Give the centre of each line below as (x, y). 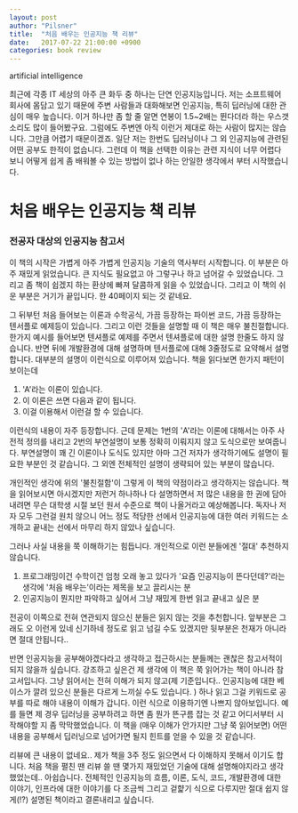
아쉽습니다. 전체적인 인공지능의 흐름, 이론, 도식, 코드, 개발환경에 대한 (163, 777)
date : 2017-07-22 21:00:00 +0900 (75, 42)
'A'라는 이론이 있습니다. (62, 389)
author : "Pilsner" (43, 26)
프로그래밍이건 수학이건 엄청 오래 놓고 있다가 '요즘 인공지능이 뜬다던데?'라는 (153, 576)
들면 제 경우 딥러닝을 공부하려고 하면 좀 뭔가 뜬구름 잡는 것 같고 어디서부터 (146, 713)
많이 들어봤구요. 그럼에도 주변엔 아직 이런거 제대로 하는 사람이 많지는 (151, 128)
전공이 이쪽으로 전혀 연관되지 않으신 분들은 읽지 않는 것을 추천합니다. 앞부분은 (143, 617)
